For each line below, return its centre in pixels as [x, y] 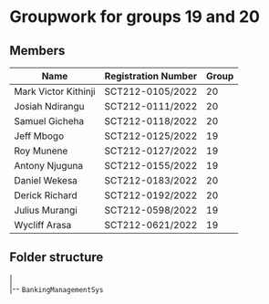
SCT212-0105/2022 [151, 91]
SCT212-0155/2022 [151, 166]
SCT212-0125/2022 [151, 136]
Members [37, 51]
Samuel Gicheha [49, 121]
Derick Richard [46, 195]
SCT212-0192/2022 [151, 195]
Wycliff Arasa [43, 225]
